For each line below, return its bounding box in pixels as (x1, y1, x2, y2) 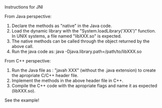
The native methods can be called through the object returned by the (11, 38, 150, 44)
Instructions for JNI (4, 4, 43, 10)
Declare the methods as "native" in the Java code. (11, 23, 112, 29)
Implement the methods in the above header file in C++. (11, 77, 124, 83)
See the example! (4, 97, 39, 103)
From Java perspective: (4, 14, 52, 19)
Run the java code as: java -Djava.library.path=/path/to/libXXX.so (11, 48, 142, 54)
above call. (11, 44, 33, 49)
